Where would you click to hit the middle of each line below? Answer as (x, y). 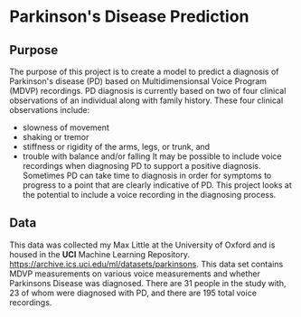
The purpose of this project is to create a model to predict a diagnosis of (144, 71)
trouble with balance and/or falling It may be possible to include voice (152, 156)
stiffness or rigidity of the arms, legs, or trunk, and (116, 147)
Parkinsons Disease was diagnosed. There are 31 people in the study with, (148, 283)
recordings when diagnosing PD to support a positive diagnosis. (141, 166)
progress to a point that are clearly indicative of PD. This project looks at (157, 185)
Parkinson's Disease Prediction (129, 17)
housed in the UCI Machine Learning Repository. (99, 254)
